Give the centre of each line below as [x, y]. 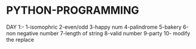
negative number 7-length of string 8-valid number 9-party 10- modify [104, 33]
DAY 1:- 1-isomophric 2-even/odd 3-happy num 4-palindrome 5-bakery [94, 27]
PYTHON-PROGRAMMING [73, 10]
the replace [20, 39]
